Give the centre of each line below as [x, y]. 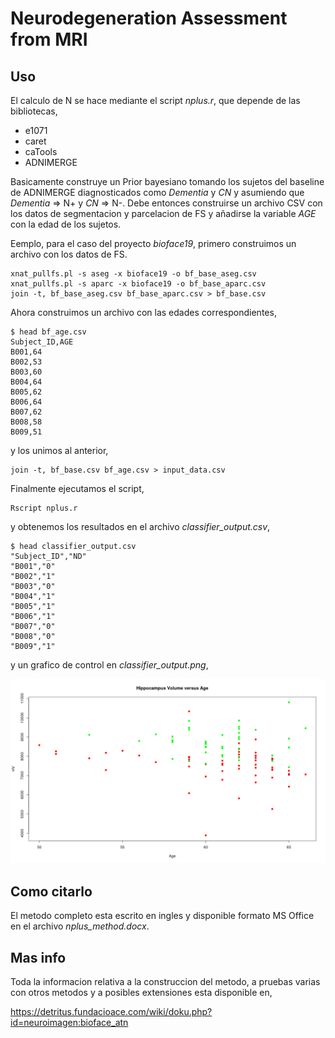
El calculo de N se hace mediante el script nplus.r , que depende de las [155, 100]
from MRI [49, 39]
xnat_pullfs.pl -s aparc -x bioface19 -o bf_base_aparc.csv [138, 284]
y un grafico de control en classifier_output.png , [109, 665]
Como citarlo [51, 891]
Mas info [38, 957]
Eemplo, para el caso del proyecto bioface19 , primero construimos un [153, 243]
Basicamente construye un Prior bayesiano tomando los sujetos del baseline [167, 181]
